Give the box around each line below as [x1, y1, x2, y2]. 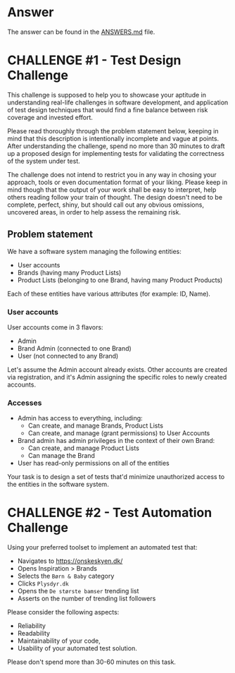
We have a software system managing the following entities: [7, 247, 182, 255]
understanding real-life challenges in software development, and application [7, 98, 229, 107]
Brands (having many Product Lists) [17, 268, 122, 277]
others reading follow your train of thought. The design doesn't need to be [7, 193, 223, 201]
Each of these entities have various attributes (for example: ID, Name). [7, 289, 211, 298]
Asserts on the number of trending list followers [17, 594, 156, 603]
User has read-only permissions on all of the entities [17, 459, 170, 468]
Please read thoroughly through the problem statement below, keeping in [7, 126, 219, 135]
